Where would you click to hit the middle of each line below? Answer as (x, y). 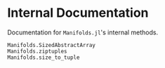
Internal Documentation (78, 13)
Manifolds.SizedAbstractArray (52, 45)
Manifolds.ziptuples (38, 51)
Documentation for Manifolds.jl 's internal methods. (83, 32)
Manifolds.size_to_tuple (44, 57)
